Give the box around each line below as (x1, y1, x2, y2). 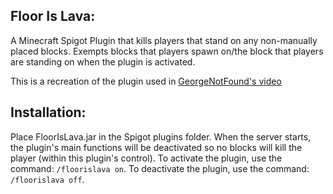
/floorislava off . (10, 173, 85, 185)
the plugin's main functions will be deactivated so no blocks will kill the (10, 141, 303, 153)
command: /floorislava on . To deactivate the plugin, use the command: (10, 162, 310, 174)
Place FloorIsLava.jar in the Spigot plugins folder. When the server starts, (10, 130, 312, 143)
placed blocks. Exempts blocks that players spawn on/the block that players (10, 45, 324, 57)
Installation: (10, 104, 87, 121)
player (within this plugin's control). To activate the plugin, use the (10, 152, 283, 164)
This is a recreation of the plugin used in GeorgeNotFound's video (10, 75, 282, 87)
